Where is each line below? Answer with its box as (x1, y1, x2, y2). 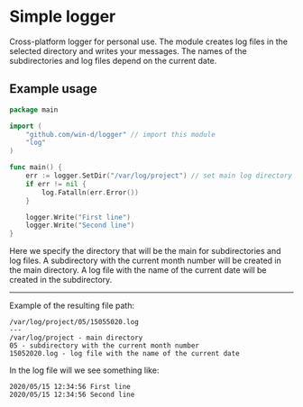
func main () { (9, 163, 63, 172)
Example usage (9, 81, 97, 96)
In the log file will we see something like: (9, 365, 160, 375)
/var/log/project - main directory (9, 333, 143, 343)
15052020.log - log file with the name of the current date (9, 349, 241, 358)
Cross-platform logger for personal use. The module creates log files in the (9, 36, 289, 47)
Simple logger (9, 6, 116, 27)
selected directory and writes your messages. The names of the (9, 45, 247, 56)
